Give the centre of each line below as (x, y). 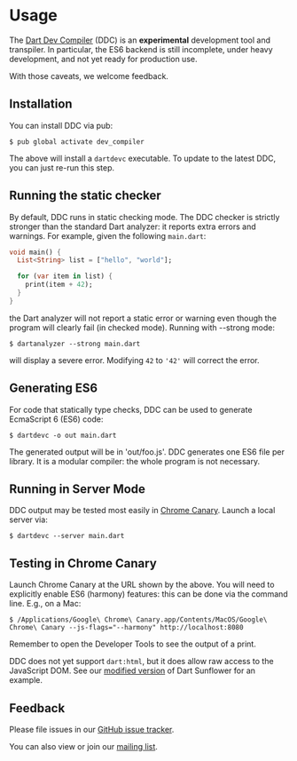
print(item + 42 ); (59, 285)
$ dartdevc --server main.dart (67, 536)
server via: (29, 519)
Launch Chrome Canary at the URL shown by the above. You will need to (142, 585)
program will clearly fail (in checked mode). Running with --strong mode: (142, 327)
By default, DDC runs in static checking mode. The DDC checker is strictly (145, 217)
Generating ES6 (54, 388)
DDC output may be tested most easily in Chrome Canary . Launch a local (142, 511)
